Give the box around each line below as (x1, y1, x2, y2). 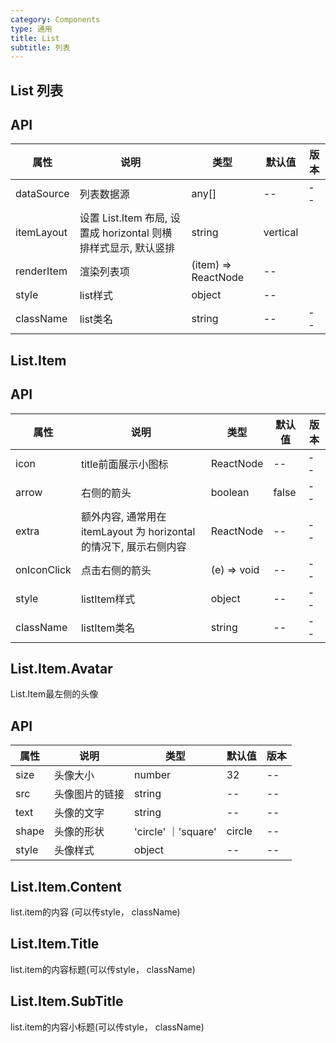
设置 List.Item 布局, (79, 211, 168, 225)
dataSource (15, 187, 70, 201)
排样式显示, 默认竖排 (79, 241, 176, 255)
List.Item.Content (10, 878, 122, 895)
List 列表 (10, 82, 63, 99)
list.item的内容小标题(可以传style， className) (10, 1021, 205, 1033)
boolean (210, 485, 250, 499)
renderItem (15, 264, 68, 278)
